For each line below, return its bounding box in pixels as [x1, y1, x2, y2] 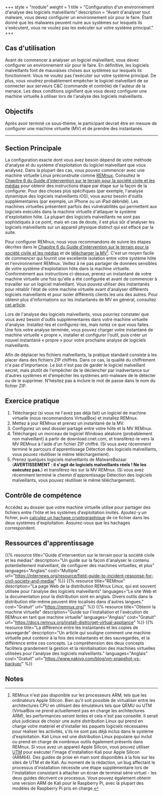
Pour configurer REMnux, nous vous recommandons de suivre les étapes [5, 239, 151, 245]
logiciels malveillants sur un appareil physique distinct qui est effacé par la [5, 224, 154, 230]
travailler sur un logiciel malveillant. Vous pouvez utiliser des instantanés [5, 281, 150, 287]
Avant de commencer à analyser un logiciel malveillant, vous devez [5, 57, 139, 63]
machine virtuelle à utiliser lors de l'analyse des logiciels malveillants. [5, 93, 144, 99]
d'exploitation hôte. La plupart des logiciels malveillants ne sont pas [5, 214, 141, 220]
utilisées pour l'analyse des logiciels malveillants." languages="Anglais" [5, 650, 148, 656]
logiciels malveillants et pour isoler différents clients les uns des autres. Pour [5, 292, 158, 298]
